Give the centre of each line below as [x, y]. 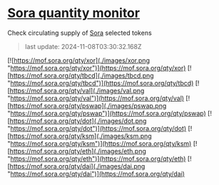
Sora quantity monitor [74, 13]
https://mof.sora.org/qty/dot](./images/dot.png [78, 121]
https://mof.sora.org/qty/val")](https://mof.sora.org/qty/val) [97, 98]
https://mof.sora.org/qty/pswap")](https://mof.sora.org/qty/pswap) [108, 113]
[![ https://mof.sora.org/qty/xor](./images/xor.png [78, 60]
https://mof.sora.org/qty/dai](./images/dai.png [77, 166]
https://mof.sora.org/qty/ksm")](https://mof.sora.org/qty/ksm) [101, 143]
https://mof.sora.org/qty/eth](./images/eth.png [78, 151]
